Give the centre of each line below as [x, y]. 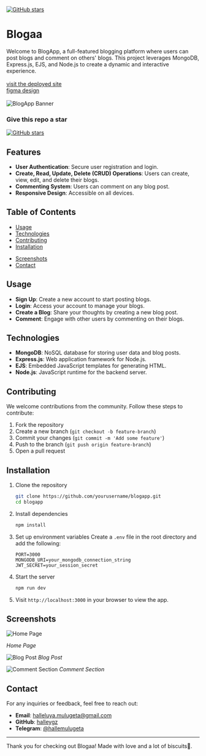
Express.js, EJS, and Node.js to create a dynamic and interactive [88, 64]
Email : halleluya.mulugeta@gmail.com [63, 715]
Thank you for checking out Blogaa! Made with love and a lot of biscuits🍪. [99, 746]
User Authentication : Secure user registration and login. [87, 167]
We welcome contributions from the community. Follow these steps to [94, 407]
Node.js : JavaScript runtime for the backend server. [81, 372]
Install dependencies [42, 513]
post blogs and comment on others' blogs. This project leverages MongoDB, [103, 58]
